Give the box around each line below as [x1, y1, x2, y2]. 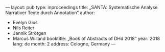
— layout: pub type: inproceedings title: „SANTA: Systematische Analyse [5, 5, 158, 10]
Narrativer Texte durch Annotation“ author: [5, 10, 96, 16]
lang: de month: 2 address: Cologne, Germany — [12, 41, 116, 47]
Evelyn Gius [12, 20, 38, 25]
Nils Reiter [12, 25, 35, 31]
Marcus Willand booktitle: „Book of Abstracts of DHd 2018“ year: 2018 [12, 35, 160, 41]
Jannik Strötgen [12, 30, 46, 36]
